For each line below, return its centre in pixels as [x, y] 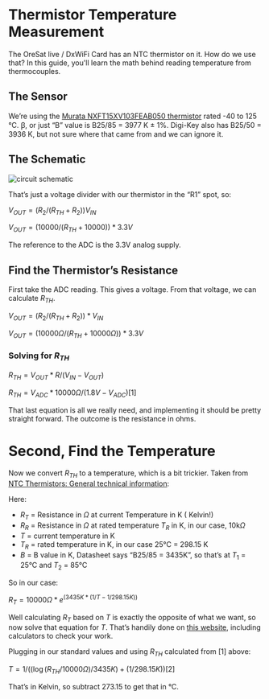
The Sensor [38, 97]
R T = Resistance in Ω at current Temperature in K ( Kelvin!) [117, 516]
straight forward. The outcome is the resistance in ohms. [102, 418]
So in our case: [33, 583]
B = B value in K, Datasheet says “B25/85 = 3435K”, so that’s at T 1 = [133, 555]
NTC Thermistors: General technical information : [89, 483]
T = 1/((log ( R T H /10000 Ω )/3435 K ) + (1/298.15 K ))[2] [92, 670]
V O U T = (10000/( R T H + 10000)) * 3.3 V [70, 228]
